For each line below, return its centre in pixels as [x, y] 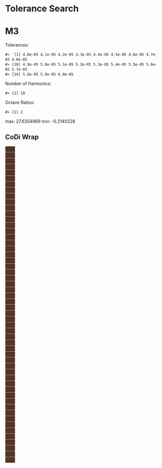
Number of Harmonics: [28, 84]
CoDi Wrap [22, 137]
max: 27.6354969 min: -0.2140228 [40, 121]
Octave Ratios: [20, 102]
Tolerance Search [42, 9]
